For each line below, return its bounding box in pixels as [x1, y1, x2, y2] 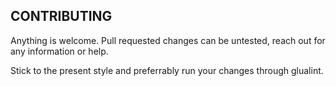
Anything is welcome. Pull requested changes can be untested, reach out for [10, 34, 326, 46]
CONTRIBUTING [10, 8, 113, 25]
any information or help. [10, 45, 109, 57]
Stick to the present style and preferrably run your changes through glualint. [10, 64, 324, 76]
